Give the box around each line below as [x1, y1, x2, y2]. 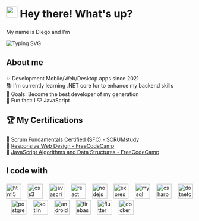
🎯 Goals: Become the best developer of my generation [6, 91, 139, 98]
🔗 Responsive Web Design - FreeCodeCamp [6, 142, 115, 149]
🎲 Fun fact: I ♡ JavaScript [6, 97, 70, 104]
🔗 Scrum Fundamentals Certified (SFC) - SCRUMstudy [6, 136, 140, 143]
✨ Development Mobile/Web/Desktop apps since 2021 [6, 75, 140, 82]
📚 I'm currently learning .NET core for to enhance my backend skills [6, 82, 174, 89]
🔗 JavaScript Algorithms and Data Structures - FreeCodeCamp [6, 148, 160, 155]
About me [6, 57, 43, 67]
